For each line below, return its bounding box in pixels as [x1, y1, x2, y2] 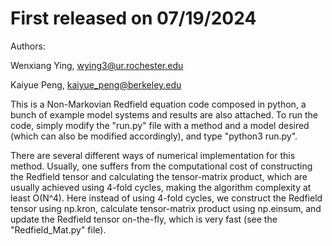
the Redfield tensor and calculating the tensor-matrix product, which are [10, 170, 308, 182]
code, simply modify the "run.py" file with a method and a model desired [10, 119, 310, 131]
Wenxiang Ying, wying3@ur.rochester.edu [10, 59, 184, 71]
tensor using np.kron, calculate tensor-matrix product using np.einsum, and [10, 202, 322, 214]
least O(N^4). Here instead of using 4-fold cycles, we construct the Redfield [10, 192, 323, 204]
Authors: [10, 40, 46, 52]
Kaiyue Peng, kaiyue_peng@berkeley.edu [10, 78, 182, 91]
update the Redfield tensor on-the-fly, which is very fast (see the [10, 213, 278, 225]
